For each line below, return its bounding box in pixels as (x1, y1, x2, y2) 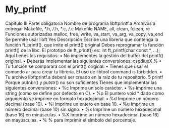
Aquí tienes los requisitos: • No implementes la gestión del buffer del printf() (5, 52, 164, 59)
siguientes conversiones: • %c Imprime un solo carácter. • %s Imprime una (5, 84, 162, 91)
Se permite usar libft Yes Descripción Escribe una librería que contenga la (5, 36, 158, 42)
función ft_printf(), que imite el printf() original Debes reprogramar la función (5, 41, 164, 48)
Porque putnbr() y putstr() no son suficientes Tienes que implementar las (5, 79, 157, 86)
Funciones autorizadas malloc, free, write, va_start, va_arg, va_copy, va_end (5, 31, 163, 37)
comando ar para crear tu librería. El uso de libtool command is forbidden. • (5, 68, 162, 74)
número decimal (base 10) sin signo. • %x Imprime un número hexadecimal (5, 106, 161, 112)
